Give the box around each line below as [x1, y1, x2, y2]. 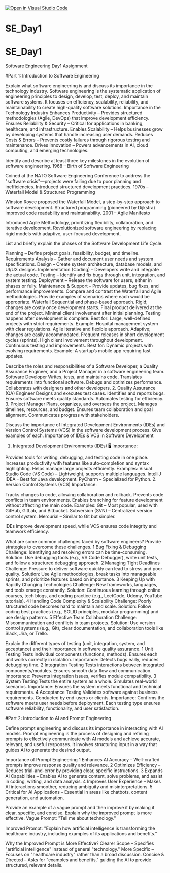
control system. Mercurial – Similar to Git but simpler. [5, 513, 116, 520]
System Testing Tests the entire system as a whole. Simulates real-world [5, 678, 157, 684]
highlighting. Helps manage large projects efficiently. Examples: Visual [5, 466, 152, 472]
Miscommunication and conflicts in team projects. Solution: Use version [5, 620, 155, 626]
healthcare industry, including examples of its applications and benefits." [5, 831, 157, 837]
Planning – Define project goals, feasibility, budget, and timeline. [5, 250, 140, 256]
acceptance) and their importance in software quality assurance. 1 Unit [5, 646, 153, 652]
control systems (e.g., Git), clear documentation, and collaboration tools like [5, 625, 164, 631]
